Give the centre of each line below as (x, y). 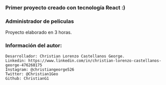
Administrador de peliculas (40, 21)
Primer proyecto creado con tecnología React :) (65, 8)
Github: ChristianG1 (27, 78)
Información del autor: (34, 46)
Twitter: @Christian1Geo (32, 74)
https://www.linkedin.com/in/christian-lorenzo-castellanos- (95, 61)
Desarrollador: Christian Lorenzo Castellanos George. (65, 56)
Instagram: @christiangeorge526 (40, 69)
